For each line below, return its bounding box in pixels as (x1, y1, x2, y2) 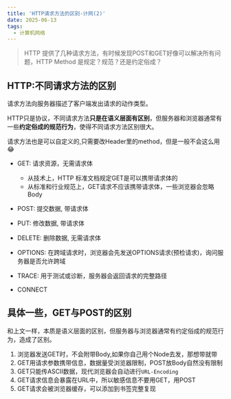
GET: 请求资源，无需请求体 (16, 159, 93, 167)
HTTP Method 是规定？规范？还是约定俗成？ (36, 58, 162, 66)
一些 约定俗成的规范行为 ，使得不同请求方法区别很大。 (7, 123, 158, 131)
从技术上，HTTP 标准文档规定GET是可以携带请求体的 (27, 174, 178, 183)
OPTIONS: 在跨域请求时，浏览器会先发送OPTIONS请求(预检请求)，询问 (16, 249, 218, 257)
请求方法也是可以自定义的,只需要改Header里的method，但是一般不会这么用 (7, 137, 220, 145)
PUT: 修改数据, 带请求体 (16, 219, 85, 227)
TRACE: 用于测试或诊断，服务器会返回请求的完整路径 (16, 272, 167, 280)
